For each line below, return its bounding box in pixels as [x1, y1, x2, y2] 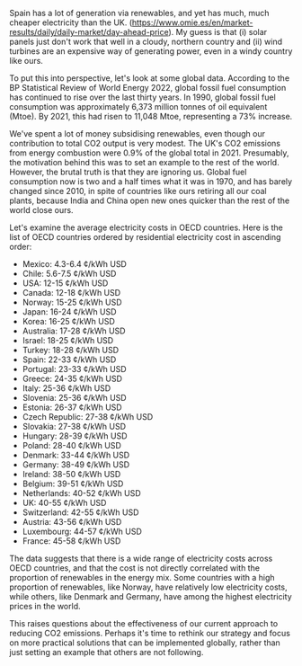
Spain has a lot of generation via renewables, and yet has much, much [9, 8, 270, 18]
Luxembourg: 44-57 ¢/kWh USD [22, 526, 142, 537]
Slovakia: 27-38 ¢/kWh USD [22, 422, 127, 431]
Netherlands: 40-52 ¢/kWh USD [22, 488, 141, 498]
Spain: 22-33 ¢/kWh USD [22, 354, 117, 365]
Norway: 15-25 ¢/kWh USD [22, 297, 123, 307]
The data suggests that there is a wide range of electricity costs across [9, 553, 273, 564]
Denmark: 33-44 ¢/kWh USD [22, 449, 130, 460]
